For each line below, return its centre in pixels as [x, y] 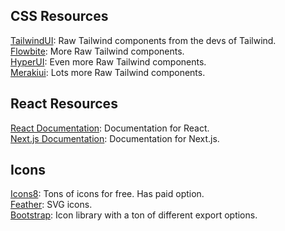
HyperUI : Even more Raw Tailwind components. [108, 61]
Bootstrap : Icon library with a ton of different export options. [134, 215]
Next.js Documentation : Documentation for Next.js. [115, 138]
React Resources [64, 104]
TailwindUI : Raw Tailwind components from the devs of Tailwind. [143, 40]
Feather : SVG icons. [51, 205]
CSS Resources [59, 16]
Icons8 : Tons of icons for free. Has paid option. [107, 194]
